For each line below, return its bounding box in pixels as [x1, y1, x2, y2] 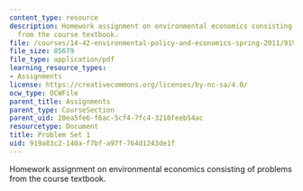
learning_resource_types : [9, 64, 106, 73]
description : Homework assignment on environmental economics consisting [9, 22, 293, 31]
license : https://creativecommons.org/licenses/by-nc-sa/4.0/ [9, 80, 248, 89]
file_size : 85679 [9, 47, 75, 56]
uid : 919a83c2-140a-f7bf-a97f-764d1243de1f [9, 139, 176, 148]
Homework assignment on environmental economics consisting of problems [9, 163, 293, 174]
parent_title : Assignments [9, 96, 111, 106]
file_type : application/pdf [9, 55, 115, 64]
